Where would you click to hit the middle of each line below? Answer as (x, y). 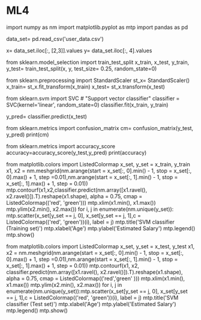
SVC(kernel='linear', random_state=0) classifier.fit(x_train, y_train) (87, 105)
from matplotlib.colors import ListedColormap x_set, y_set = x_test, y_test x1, (100, 246)
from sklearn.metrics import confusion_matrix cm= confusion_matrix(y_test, (100, 128)
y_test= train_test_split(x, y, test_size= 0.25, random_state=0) (82, 68)
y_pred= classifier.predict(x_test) (46, 116)
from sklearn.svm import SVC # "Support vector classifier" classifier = (93, 98)
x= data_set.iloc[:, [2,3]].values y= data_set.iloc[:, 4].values (79, 50)
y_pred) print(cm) (28, 134)
